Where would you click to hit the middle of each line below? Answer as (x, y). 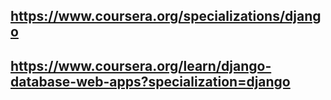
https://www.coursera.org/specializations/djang (166, 16)
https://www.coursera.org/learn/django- (141, 65)
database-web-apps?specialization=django (150, 81)
